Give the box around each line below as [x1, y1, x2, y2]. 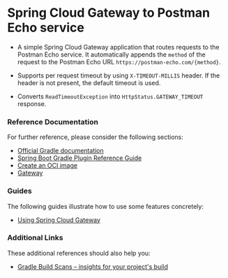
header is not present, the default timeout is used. [17, 78, 161, 87]
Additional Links [7, 233, 63, 242]
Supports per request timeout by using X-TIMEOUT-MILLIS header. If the [17, 71, 220, 80]
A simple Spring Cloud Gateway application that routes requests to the [17, 43, 220, 51]
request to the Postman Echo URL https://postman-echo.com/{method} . [17, 57, 221, 66]
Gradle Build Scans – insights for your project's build [17, 262, 169, 270]
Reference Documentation [7, 117, 99, 126]
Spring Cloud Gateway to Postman [7, 5, 211, 21]
